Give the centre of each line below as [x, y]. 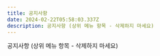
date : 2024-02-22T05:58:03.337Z [53, 20]
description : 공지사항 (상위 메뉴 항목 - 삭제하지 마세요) [81, 26]
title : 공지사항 [27, 13]
